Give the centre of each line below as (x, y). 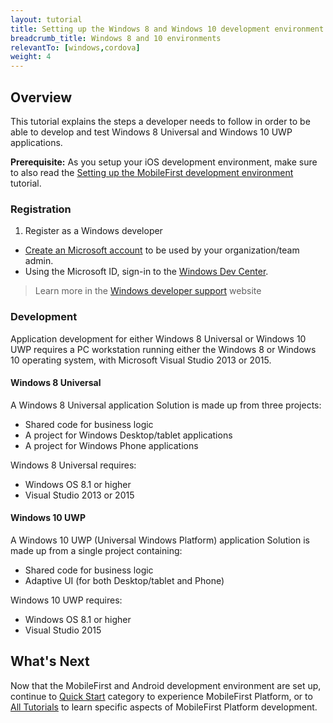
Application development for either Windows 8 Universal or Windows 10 (158, 338)
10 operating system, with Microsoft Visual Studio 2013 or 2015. (141, 360)
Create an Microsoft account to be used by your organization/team (162, 250)
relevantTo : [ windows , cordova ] (75, 47)
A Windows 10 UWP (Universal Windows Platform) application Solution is (160, 540)
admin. (39, 261)
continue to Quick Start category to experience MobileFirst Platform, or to (161, 696)
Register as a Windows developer (93, 231)
